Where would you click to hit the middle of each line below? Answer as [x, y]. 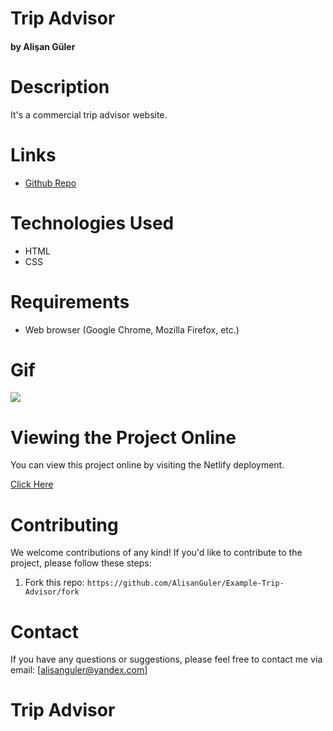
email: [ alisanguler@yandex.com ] [79, 670]
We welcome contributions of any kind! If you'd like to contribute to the [156, 553]
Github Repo [50, 183]
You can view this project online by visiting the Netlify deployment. [147, 465]
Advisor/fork [52, 592]
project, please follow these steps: [81, 563]
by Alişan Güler [43, 46]
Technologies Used [92, 223]
